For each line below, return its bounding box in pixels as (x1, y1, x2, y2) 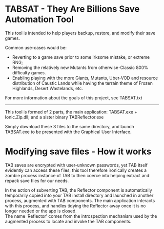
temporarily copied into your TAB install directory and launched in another (5, 192, 154, 198)
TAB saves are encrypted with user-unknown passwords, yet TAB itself (5, 162, 148, 168)
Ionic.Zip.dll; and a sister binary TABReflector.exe (5, 114, 104, 120)
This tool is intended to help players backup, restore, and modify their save (5, 30, 156, 36)
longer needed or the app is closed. (5, 208, 77, 214)
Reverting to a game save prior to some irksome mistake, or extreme (12, 54, 150, 60)
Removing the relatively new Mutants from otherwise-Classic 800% (12, 65, 148, 70)
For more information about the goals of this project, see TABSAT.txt (5, 94, 143, 101)
